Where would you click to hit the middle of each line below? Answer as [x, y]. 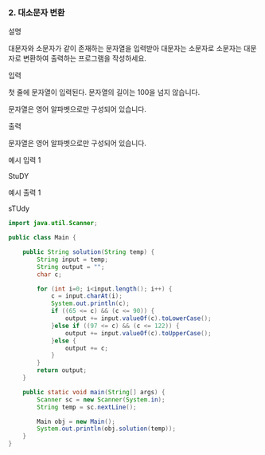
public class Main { [43, 238]
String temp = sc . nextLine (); [87, 407]
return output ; [62, 370]
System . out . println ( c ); [90, 304]
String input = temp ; [73, 259]
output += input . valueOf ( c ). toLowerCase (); [138, 318]
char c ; [49, 274]
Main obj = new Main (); [76, 421]
